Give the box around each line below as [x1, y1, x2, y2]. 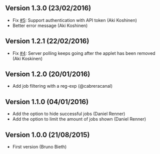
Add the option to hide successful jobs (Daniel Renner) [12, 111, 125, 117]
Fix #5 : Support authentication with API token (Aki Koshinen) [12, 17, 137, 23]
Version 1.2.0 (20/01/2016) [5, 70, 90, 79]
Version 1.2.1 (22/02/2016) [5, 37, 89, 45]
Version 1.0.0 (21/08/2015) [5, 131, 90, 139]
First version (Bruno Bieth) [12, 144, 67, 150]
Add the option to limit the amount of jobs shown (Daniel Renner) [12, 116, 146, 122]
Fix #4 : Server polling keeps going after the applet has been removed [12, 50, 156, 56]
